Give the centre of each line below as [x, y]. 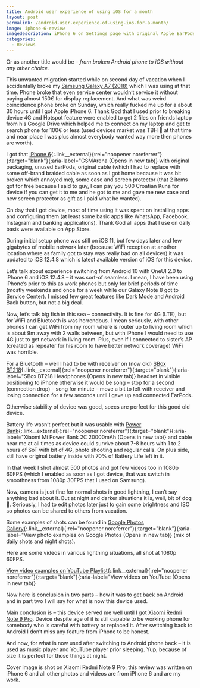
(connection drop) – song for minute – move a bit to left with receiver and [96, 389]
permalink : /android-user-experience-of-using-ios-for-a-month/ [87, 23]
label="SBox [21, 376]
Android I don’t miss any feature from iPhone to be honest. [78, 632]
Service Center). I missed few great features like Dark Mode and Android [95, 296]
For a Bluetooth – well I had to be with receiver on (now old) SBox [86, 363]
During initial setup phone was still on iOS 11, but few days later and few [94, 240]
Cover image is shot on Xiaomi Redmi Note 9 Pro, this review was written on [99, 667]
